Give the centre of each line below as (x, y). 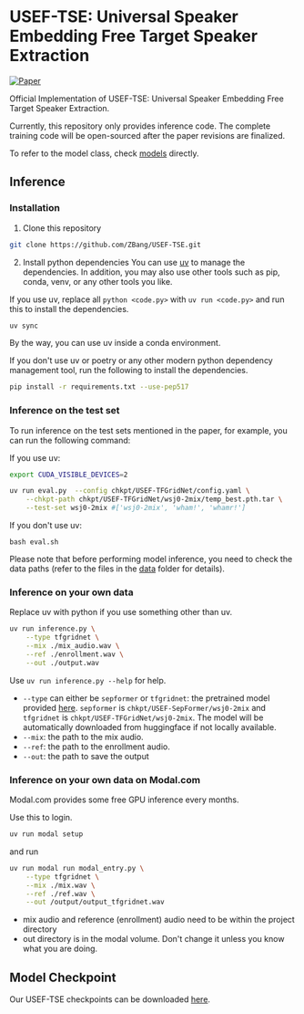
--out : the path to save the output (86, 756)
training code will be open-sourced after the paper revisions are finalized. (147, 135)
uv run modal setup (46, 834)
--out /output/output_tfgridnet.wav (96, 902)
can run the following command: (70, 440)
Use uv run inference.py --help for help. (88, 680)
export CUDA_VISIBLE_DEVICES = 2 (69, 475)
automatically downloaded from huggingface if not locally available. (149, 727)
